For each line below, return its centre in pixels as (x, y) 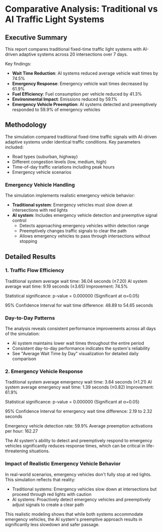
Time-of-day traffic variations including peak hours (63, 167)
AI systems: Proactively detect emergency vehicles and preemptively (81, 499)
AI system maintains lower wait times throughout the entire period (78, 343)
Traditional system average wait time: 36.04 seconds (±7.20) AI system (76, 281)
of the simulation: (22, 334)
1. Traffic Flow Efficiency (35, 271)
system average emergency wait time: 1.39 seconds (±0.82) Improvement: (80, 387)
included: (14, 147)
